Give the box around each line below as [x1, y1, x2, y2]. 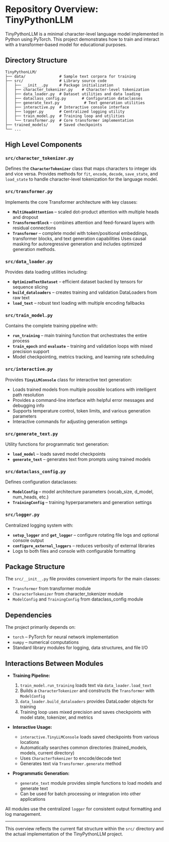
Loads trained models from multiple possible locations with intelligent [12, 386, 156, 392]
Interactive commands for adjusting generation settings [12, 418, 128, 425]
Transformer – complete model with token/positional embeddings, [12, 230, 148, 236]
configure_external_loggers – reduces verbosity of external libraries [12, 542, 155, 549]
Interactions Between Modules [5, 659, 104, 667]
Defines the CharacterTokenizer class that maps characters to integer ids [5, 165, 157, 172]
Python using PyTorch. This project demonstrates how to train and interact [5, 36, 159, 42]
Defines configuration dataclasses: [5, 479, 77, 485]
